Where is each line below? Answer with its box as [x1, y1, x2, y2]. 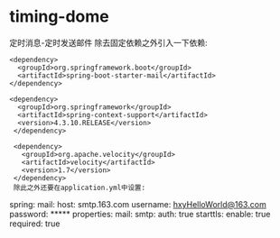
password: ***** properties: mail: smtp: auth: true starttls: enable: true [9, 208, 271, 219]
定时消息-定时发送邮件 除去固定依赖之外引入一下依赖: [9, 37, 208, 48]
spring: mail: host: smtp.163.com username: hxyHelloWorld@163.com [9, 198, 266, 209]
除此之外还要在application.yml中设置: [13, 183, 146, 192]
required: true [9, 218, 61, 229]
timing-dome [9, 6, 110, 27]
